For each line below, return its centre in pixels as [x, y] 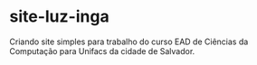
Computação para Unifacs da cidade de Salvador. [102, 51]
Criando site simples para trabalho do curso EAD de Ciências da [129, 42]
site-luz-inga [60, 17]
